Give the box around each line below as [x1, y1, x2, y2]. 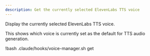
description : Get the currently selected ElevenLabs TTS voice [5, 7, 140, 12]
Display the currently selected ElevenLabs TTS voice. [5, 21, 115, 27]
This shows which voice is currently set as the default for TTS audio [5, 30, 145, 36]
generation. [5, 36, 29, 42]
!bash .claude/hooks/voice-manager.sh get [5, 45, 94, 51]
